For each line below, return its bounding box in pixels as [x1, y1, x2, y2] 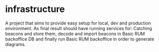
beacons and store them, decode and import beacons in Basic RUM [5, 30, 145, 36]
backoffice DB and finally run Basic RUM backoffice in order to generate [5, 36, 154, 42]
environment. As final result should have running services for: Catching [5, 25, 152, 31]
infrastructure [5, 3, 65, 15]
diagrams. [5, 41, 26, 47]
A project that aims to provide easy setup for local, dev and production [5, 20, 151, 26]
